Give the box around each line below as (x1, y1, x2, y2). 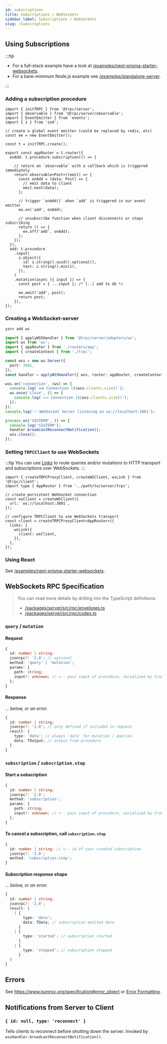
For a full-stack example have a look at (12, 63, 92, 69)
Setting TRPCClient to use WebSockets (5, 448, 99, 455)
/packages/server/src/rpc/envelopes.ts (24, 605, 105, 611)
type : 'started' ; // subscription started (23, 934, 112, 939)
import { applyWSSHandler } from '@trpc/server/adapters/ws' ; (5, 335, 137, 340)
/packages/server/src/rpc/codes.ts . (24, 610, 98, 616)
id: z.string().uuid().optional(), (23, 260, 97, 265)
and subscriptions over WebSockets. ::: (5, 465, 85, 471)
